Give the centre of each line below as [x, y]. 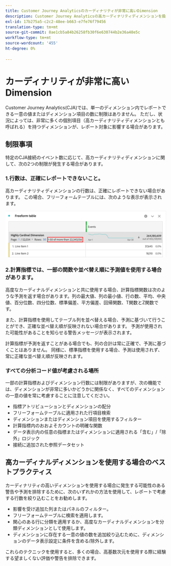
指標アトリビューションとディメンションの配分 [62, 406]
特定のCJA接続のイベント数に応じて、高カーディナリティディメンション [81, 157]
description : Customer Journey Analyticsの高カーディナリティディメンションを [84, 16]
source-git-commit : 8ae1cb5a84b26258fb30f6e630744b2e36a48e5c [73, 32]
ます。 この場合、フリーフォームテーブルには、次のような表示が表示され [86, 197]
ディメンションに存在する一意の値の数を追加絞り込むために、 [77, 534]
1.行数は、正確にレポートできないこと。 [54, 178]
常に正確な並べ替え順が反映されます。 [45, 356]
